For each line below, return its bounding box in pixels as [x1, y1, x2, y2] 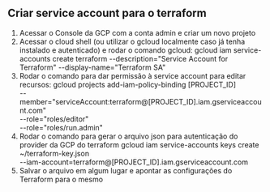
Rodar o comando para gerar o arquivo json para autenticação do [19, 131, 238, 141]
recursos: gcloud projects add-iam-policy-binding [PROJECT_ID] [19, 79, 237, 89]
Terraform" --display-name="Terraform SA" [19, 62, 166, 72]
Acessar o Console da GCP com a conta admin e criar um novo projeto [19, 28, 256, 37]
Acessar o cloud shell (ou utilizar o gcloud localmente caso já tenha [19, 36, 246, 46]
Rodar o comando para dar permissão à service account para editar [19, 70, 246, 80]
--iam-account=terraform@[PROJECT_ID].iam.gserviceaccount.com [19, 157, 249, 167]
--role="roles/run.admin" [19, 122, 103, 132]
